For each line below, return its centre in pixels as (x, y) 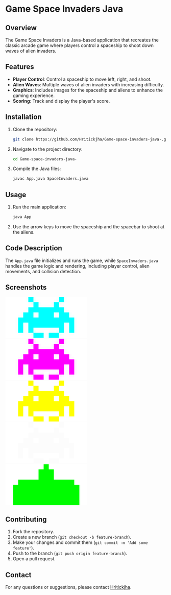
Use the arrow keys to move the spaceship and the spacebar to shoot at (89, 227)
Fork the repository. (33, 532)
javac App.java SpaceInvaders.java (51, 179)
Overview (21, 28)
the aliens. (23, 232)
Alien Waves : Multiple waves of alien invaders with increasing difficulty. (88, 84)
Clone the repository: (35, 129)
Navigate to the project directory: (47, 149)
